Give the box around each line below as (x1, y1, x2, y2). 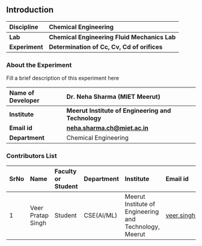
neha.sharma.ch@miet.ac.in (66, 124, 148, 132)
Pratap (29, 211, 49, 219)
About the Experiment (6, 60, 72, 69)
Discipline (9, 22, 38, 31)
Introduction (6, 5, 54, 15)
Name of (9, 89, 35, 97)
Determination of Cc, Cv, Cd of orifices (49, 42, 163, 51)
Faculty (54, 167, 77, 175)
